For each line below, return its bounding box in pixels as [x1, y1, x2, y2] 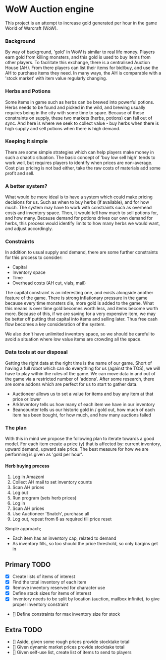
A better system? [5, 182, 48, 189]
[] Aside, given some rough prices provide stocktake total [12, 639, 130, 645]
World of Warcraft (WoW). [5, 25, 58, 31]
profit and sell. [5, 170, 35, 176]
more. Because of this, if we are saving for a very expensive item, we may [5, 311, 156, 317]
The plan [5, 424, 27, 431]
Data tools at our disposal [5, 349, 68, 356]
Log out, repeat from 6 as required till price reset [12, 516, 112, 522]
